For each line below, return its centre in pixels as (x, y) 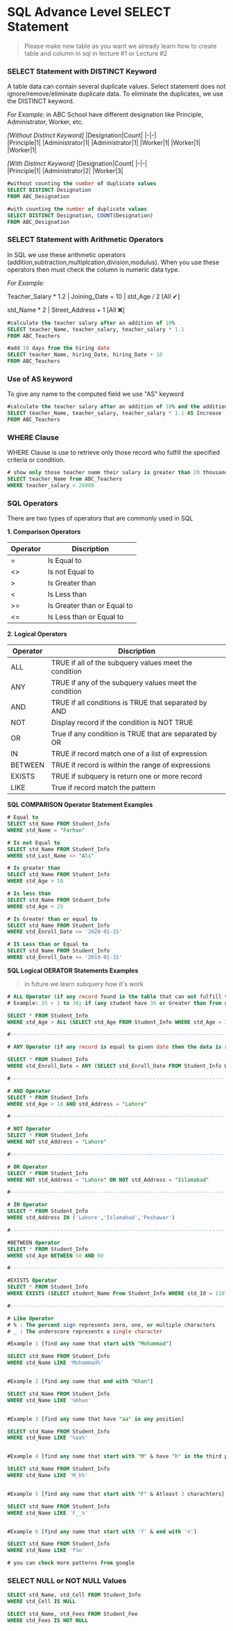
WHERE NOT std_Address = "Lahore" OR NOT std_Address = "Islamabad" (108, 1180)
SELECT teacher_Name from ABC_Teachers (65, 479)
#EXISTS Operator (32, 1281)
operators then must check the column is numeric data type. (94, 269)
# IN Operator (28, 1205)
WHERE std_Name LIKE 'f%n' (46, 1551)
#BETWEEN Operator (34, 1242)
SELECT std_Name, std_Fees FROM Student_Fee (72, 1614)
